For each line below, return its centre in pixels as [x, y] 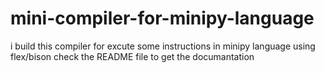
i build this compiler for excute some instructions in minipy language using [163, 46]
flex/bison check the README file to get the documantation [132, 56]
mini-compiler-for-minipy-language [162, 18]
